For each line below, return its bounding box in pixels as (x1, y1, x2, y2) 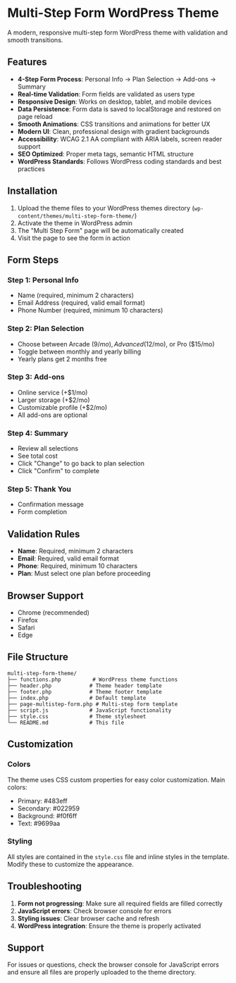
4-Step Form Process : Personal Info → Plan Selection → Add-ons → (17, 75, 216, 83)
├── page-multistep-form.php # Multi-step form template (7, 701, 178, 708)
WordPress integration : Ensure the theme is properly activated (17, 921, 201, 930)
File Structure (7, 651, 68, 663)
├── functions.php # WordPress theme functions (7, 676, 178, 683)
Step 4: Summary (7, 428, 68, 438)
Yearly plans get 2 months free (17, 354, 107, 363)
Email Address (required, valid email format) (17, 299, 146, 307)
